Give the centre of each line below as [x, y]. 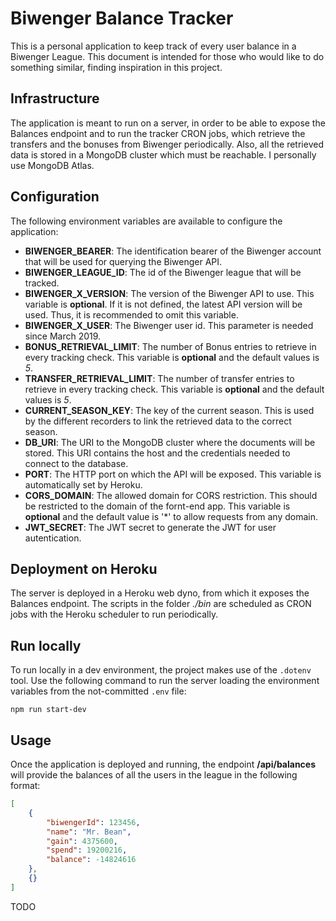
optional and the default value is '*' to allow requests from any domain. [171, 516]
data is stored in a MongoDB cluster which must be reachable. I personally [163, 154]
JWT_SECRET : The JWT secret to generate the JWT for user [150, 527]
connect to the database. [76, 463]
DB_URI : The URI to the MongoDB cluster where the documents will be [170, 442]
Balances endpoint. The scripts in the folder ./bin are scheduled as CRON [161, 604]
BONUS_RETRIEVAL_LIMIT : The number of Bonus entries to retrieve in [170, 346]
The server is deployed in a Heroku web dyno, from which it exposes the [160, 593]
